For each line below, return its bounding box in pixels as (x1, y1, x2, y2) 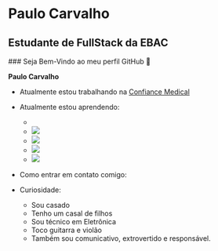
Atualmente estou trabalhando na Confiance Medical (19, 87, 191, 96)
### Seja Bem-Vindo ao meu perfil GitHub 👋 (8, 56, 151, 66)
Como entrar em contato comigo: (19, 170, 127, 179)
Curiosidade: (19, 185, 61, 195)
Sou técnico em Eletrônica (31, 217, 116, 226)
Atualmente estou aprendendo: (19, 103, 120, 111)
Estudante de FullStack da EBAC (8, 36, 169, 49)
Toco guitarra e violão (31, 225, 102, 235)
